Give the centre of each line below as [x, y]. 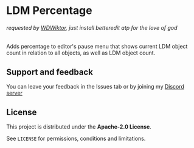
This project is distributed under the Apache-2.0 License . [79, 127]
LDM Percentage [49, 11]
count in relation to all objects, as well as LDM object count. [81, 53]
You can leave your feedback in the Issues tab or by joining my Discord [95, 87]
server [15, 93]
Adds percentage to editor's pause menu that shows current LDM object [97, 47]
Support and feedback [50, 72]
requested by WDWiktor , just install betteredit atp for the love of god [92, 27]
